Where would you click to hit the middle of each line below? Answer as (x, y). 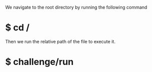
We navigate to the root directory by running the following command (76, 7)
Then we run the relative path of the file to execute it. (60, 41)
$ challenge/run (39, 62)
